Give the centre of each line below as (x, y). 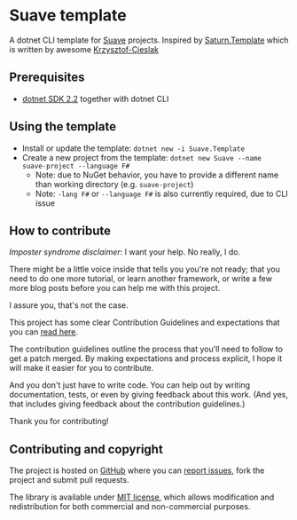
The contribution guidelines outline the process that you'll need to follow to (146, 349)
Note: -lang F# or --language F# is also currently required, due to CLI (161, 193)
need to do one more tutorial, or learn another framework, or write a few (141, 279)
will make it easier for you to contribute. (82, 368)
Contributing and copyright (86, 449)
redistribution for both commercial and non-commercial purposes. (130, 507)
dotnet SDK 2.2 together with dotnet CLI (95, 98)
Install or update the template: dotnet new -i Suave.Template (133, 148)
